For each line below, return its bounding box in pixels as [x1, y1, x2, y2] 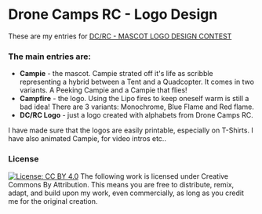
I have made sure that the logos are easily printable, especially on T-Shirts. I [8, 125, 253, 135]
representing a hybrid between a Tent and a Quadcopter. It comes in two [19, 77, 255, 87]
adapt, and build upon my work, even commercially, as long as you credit [8, 188, 245, 198]
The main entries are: [8, 51, 92, 62]
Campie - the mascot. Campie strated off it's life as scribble [19, 69, 213, 78]
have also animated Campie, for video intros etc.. [8, 134, 167, 143]
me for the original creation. [8, 196, 98, 205]
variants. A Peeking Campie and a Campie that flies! [19, 85, 187, 95]
